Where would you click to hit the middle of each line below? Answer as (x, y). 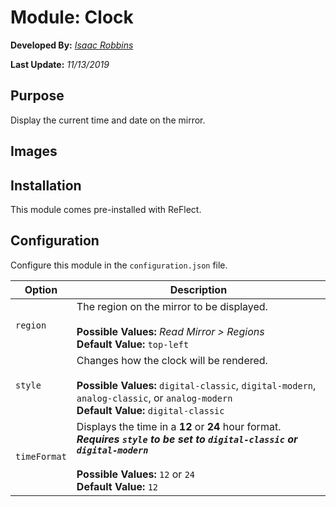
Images (34, 151)
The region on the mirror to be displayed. (172, 306)
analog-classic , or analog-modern (154, 398)
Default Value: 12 (117, 486)
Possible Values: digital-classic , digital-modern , (196, 385)
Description (198, 289)
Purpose (37, 96)
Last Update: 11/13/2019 (60, 64)
